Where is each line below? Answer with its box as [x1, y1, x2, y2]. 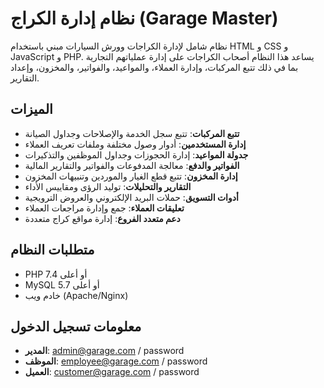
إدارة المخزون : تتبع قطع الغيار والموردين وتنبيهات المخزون [24, 170, 238, 182]
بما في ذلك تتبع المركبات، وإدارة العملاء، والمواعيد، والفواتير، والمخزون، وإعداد [10, 61, 299, 73]
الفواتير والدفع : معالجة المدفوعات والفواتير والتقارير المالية [24, 159, 240, 171]
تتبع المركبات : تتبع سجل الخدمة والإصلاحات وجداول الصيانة [24, 127, 240, 139]
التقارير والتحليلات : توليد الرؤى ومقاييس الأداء [24, 180, 192, 192]
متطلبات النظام [10, 242, 95, 259]
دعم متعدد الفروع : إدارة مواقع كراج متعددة [24, 212, 181, 224]
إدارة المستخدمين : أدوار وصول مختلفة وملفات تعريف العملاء [24, 138, 247, 150]
